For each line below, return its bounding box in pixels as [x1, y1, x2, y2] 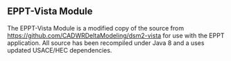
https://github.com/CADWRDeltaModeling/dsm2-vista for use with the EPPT [7, 31, 225, 40]
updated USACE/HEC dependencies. [7, 46, 112, 54]
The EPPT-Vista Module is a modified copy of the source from [7, 24, 185, 32]
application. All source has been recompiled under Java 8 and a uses [7, 38, 205, 47]
